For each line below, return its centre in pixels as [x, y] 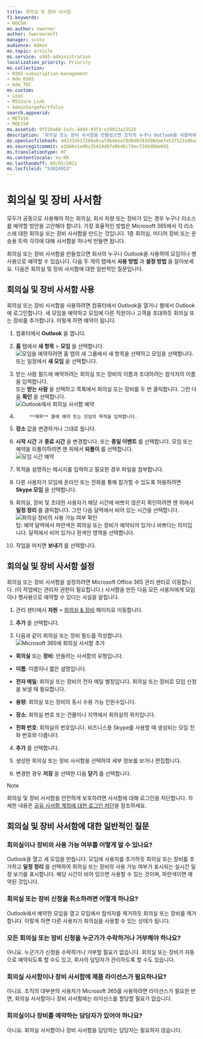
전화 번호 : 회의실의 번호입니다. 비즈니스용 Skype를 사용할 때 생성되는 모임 [102, 727]
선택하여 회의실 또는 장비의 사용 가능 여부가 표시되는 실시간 [120, 867]
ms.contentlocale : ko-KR [38, 157]
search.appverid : [29, 113]
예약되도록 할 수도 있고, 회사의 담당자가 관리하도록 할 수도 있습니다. [96, 959]
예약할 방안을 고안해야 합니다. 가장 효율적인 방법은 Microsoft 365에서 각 [98, 226]
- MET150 [18, 118]
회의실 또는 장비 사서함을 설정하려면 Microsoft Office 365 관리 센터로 [89, 582]
